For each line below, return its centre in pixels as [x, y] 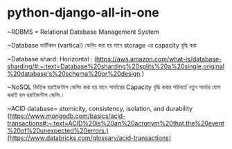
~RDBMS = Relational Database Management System [83, 32]
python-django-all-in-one [83, 13]
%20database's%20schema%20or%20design [74, 73]
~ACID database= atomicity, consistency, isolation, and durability [100, 108]
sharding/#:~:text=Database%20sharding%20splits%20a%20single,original [116, 66]
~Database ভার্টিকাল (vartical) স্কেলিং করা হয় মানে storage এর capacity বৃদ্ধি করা [102, 45]
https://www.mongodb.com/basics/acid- [68, 116]
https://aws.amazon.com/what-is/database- [159, 59]
